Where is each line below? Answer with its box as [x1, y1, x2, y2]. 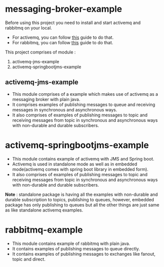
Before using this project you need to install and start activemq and [5, 20, 141, 26]
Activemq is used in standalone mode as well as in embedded [12, 161, 137, 167]
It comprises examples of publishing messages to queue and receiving [12, 102, 156, 107]
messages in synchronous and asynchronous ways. [12, 107, 117, 112]
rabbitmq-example [5, 224, 83, 235]
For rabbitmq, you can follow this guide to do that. [12, 39, 113, 45]
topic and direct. [12, 256, 46, 262]
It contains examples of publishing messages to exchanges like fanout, [12, 251, 156, 257]
